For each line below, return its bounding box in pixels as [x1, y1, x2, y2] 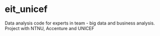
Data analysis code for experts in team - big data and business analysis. [5, 20, 155, 26]
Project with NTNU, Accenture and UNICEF [5, 25, 95, 31]
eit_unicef [5, 3, 48, 15]
